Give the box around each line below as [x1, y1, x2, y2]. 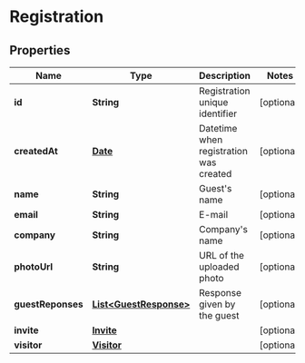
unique [199, 96, 229, 108]
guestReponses [14, 298, 84, 310]
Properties [9, 43, 71, 58]
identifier [199, 107, 238, 120]
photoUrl [14, 260, 54, 273]
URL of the [199, 250, 245, 261]
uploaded [199, 260, 240, 273]
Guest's [199, 182, 232, 194]
